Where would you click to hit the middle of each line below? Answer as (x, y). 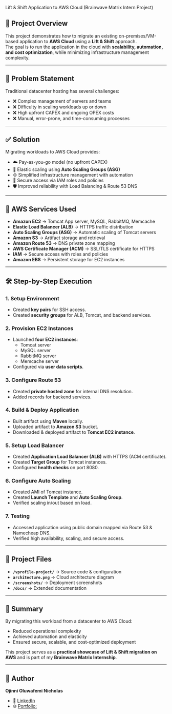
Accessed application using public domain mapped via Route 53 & (82, 527)
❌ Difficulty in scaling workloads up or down (59, 107)
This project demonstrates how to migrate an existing (61, 36)
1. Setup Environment (33, 298)
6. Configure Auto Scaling (38, 481)
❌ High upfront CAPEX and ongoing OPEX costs (63, 112)
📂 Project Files (29, 559)
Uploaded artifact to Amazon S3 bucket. (56, 427)
